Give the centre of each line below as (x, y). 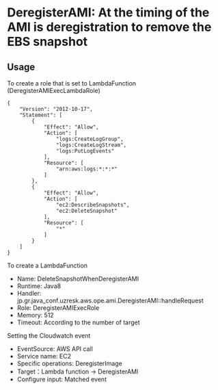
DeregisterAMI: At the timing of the (108, 13)
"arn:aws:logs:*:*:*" (86, 169)
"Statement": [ (41, 115)
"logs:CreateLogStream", (91, 145)
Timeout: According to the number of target (78, 322)
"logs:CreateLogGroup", (90, 139)
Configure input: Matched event (62, 379)
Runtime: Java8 (39, 286)
